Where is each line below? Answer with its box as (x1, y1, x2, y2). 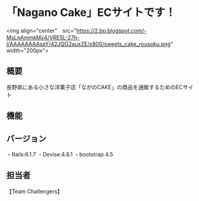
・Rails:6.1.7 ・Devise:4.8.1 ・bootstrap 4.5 (6, 150, 114, 158)
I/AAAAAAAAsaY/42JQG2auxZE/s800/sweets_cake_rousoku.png (6, 40, 171, 48)
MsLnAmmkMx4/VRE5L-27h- (6, 34, 80, 41)
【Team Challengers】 (6, 188, 63, 195)
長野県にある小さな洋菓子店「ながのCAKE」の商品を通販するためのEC (6, 83, 183, 90)
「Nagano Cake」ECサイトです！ (6, 5, 176, 20)
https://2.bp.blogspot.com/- (76, 27, 147, 34)
